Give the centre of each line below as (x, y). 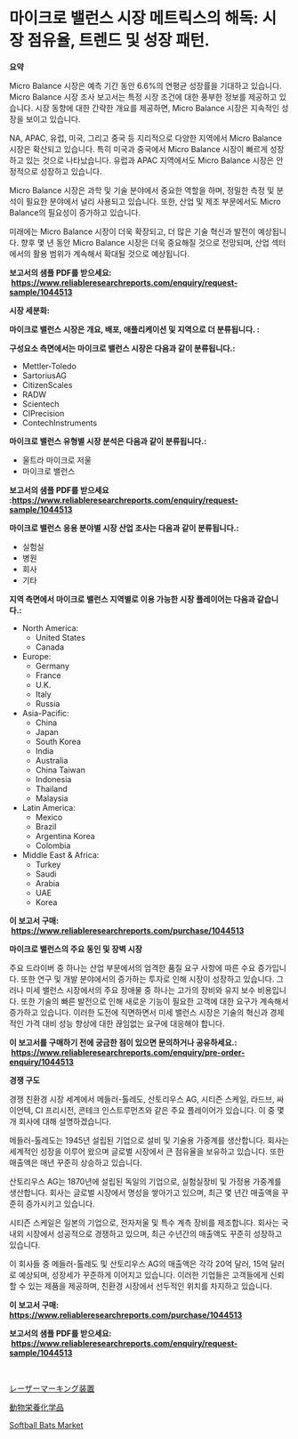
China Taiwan (60, 770)
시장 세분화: (30, 310)
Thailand (52, 788)
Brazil (46, 826)
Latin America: (48, 807)
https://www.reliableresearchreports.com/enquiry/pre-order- (128, 1052)
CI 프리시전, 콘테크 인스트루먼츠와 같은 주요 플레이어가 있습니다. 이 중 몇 (160, 1110)
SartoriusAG (44, 376)
